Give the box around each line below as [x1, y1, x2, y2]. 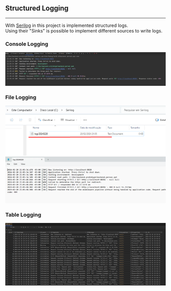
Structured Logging [5, 4, 69, 13]
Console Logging [5, 40, 48, 47]
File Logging [5, 93, 37, 101]
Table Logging [5, 211, 42, 218]
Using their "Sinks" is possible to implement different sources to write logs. [5, 27, 163, 34]
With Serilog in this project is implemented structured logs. [5, 22, 128, 28]
